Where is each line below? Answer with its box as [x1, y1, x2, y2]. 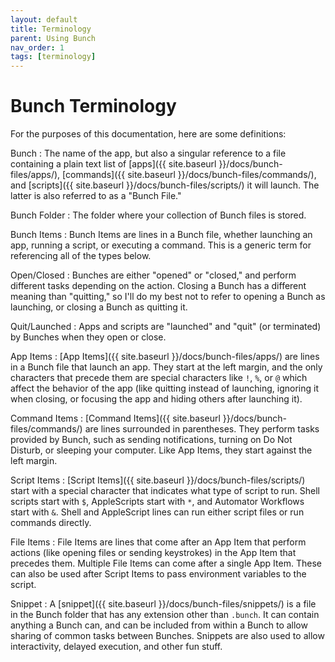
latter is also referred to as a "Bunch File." [10, 190, 182, 202]
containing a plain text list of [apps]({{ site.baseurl [10, 158, 217, 170]
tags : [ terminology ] [10, 52, 97, 62]
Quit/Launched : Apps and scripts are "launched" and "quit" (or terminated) [10, 321, 322, 333]
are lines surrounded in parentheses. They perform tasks [84, 423, 320, 435]
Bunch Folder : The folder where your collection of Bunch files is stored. [10, 209, 307, 221]
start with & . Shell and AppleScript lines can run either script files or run [10, 506, 305, 518]
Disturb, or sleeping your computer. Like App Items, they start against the [10, 444, 313, 456]
